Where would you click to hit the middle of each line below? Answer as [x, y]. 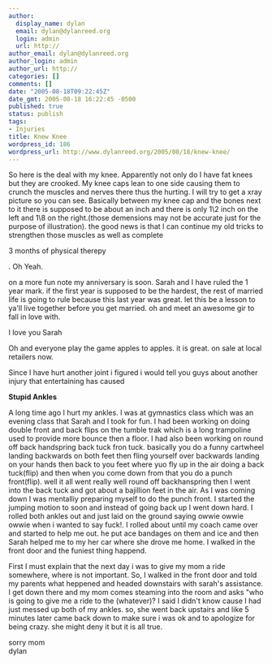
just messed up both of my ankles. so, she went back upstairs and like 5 [129, 610]
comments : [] [30, 84]
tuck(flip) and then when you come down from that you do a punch [121, 473]
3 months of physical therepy [58, 251]
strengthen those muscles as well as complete [86, 235]
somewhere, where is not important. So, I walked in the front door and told [133, 575]
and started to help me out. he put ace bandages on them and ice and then [134, 533]
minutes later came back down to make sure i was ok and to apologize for [132, 619]
